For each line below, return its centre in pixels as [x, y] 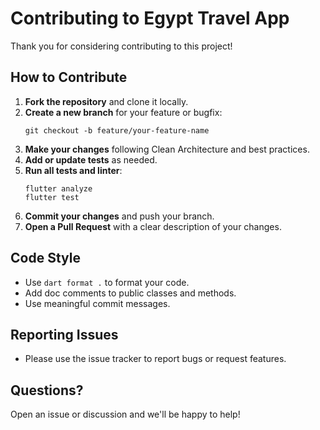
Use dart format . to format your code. [107, 282]
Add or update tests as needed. [91, 159]
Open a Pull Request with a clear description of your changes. [153, 226]
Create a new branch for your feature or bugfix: [123, 112]
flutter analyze [58, 188]
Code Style [45, 258]
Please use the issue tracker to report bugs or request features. [155, 359]
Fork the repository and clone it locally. [106, 101]
